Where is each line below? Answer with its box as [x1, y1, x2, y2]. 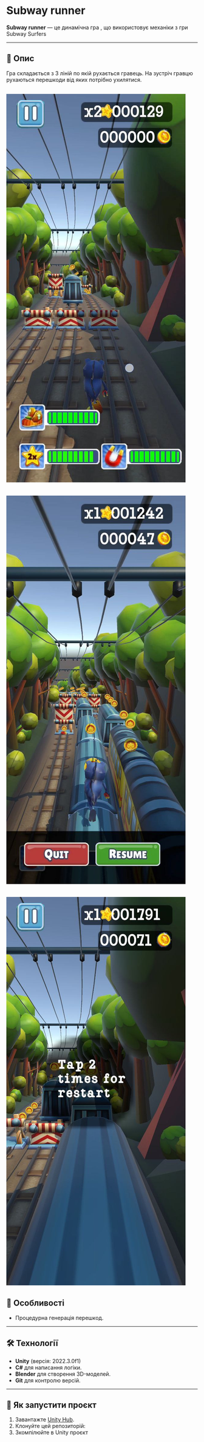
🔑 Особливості [6, 1298, 65, 1308]
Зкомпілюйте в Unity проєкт [15, 1429, 88, 1436]
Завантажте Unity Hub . [15, 1416, 75, 1423]
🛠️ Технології [6, 1338, 58, 1349]
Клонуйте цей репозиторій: [15, 1423, 86, 1430]
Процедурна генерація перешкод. [15, 1314, 104, 1321]
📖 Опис [6, 53, 35, 64]
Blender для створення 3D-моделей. [15, 1370, 111, 1378]
